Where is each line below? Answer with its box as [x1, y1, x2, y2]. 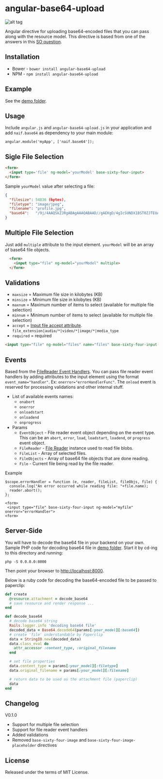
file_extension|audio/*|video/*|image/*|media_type [12, 329, 119, 333]
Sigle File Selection [5, 153, 64, 161]
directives [37, 742, 57, 748]
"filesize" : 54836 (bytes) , [9, 197, 66, 202]
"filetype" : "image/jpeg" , [9, 202, 64, 207]
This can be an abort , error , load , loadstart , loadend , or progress [19, 435, 150, 440]
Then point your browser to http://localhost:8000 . [5, 568, 104, 573]
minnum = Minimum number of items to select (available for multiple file [12, 312, 153, 318]
